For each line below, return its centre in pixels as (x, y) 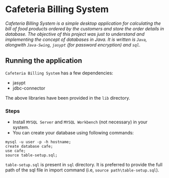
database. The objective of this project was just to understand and (75, 34)
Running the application (44, 61)
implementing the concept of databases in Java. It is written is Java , (76, 39)
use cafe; (16, 151)
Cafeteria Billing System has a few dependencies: (59, 73)
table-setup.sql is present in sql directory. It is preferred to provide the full (84, 165)
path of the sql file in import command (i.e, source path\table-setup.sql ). (82, 170)
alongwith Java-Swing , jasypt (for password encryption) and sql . (73, 45)
